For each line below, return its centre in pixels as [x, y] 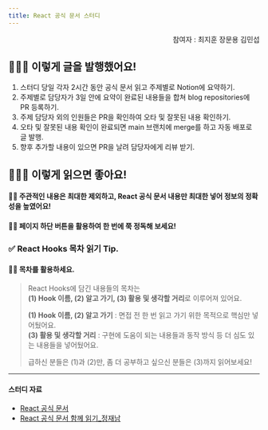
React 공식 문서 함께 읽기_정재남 [70, 418]
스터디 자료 [25, 389]
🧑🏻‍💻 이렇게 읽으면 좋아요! [68, 175]
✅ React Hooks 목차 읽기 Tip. [64, 248]
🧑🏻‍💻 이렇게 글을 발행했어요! [73, 67]
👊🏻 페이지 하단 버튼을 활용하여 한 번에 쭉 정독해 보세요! [93, 226]
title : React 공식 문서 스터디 [54, 16]
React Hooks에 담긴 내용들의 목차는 [84, 288]
